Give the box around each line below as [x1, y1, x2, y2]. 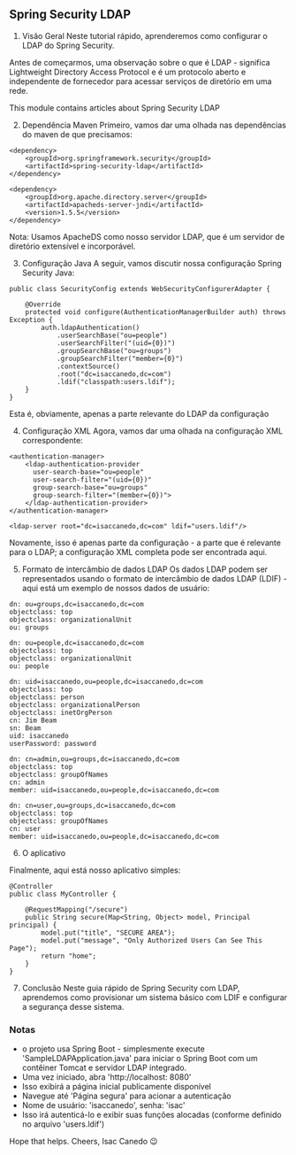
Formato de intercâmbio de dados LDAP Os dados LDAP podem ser [21, 564, 268, 574]
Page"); [9, 943, 38, 952]
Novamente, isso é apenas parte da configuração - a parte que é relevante [9, 537, 281, 548]
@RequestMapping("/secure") [25, 905, 128, 914]
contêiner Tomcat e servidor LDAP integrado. [21, 1062, 187, 1074]
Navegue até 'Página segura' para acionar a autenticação [21, 1090, 231, 1101]
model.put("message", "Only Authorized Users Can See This [41, 936, 263, 945]
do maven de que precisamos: [21, 128, 133, 140]
